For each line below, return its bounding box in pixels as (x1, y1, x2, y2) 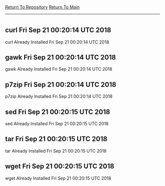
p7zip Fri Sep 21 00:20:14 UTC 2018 (5, 80, 116, 89)
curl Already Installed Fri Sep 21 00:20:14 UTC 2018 (5, 39, 110, 45)
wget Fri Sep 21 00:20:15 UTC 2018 (5, 162, 114, 171)
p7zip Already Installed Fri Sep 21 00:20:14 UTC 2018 (5, 93, 113, 100)
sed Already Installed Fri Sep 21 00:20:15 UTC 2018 (5, 121, 109, 127)
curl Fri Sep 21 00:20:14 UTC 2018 (5, 26, 111, 34)
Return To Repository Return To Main (5, 4, 80, 10)
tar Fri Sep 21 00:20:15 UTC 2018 (5, 135, 108, 143)
